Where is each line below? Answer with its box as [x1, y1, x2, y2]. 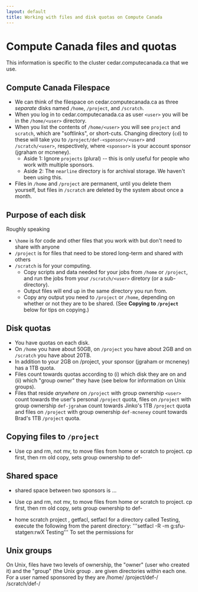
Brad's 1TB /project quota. [14, 414, 81, 422]
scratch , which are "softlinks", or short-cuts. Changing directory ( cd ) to [14, 130, 188, 137]
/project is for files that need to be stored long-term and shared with [14, 250, 183, 257]
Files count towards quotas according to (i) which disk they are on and [14, 371, 187, 378]
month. [14, 193, 33, 200]
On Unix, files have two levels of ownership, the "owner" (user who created [6, 561, 190, 568]
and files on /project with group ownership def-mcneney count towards [14, 408, 188, 415]
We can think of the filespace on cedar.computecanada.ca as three [14, 98, 178, 105]
